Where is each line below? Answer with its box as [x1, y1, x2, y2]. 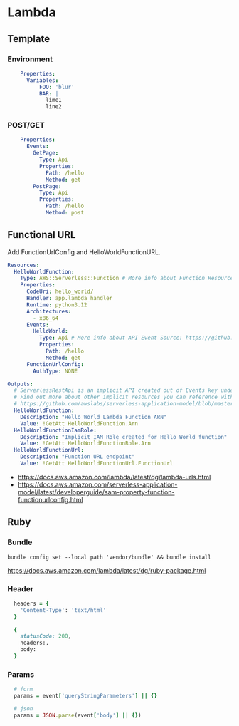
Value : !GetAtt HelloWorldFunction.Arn [20, 420, 139, 427]
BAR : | [38, 90, 59, 97]
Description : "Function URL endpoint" [20, 453, 135, 460]
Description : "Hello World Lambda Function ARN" [20, 413, 167, 420]
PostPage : [33, 182, 62, 190]
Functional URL [7, 229, 76, 241]
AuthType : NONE [33, 368, 78, 375]
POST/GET [7, 120, 45, 130]
